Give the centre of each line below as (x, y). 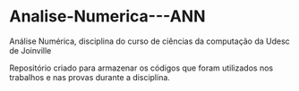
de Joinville (30, 50)
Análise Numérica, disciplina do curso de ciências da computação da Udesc (150, 41)
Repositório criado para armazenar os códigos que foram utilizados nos (141, 68)
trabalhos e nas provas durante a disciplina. (90, 77)
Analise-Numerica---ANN (107, 17)
